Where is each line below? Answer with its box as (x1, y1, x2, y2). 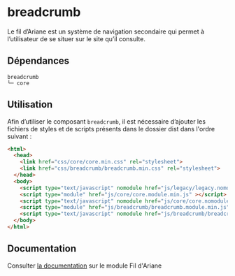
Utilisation (7, 99, 53, 110)
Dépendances (7, 55, 70, 67)
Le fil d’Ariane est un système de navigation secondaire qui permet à (7, 27, 205, 36)
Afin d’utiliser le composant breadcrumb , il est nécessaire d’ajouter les (7, 117, 206, 126)
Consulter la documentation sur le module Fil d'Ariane (7, 261, 162, 270)
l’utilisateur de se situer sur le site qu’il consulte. (7, 34, 145, 43)
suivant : (7, 132, 32, 140)
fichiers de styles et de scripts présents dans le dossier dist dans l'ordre (7, 124, 215, 133)
